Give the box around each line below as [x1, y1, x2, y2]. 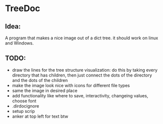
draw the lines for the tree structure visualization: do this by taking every [12, 67, 158, 73]
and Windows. [5, 40, 34, 46]
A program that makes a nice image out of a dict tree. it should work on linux [5, 35, 158, 41]
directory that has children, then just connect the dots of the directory [12, 72, 152, 78]
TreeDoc [5, 3, 40, 14]
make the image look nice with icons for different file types [12, 82, 130, 88]
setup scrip [12, 108, 35, 114]
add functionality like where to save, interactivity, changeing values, [12, 93, 148, 98]
